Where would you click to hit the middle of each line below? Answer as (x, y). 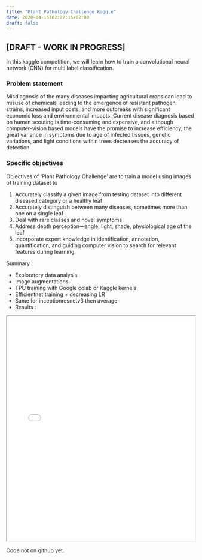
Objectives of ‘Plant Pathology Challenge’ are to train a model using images (99, 176)
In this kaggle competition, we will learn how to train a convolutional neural (98, 62)
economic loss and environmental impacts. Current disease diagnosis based (100, 116)
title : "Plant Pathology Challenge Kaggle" (61, 12)
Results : (25, 307)
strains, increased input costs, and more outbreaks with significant (88, 109)
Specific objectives (35, 163)
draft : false (22, 23)
